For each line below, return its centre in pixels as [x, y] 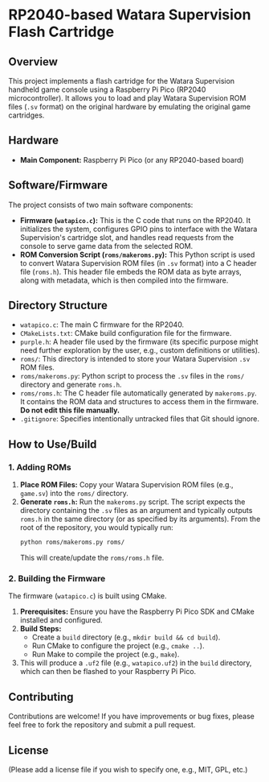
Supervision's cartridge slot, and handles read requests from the [127, 237]
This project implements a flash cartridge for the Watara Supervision [122, 81]
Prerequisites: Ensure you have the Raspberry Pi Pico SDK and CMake [137, 612]
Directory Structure [58, 306]
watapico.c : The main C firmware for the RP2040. [102, 325]
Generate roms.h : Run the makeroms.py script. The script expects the [132, 502]
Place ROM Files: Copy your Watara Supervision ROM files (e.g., [127, 485]
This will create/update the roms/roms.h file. [92, 558]
